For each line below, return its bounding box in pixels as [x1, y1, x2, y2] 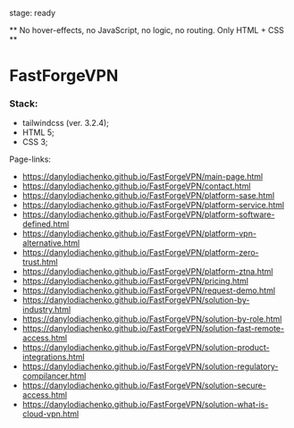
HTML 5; [21, 127, 55, 138]
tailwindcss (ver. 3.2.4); [21, 118, 110, 129]
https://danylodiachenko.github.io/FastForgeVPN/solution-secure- [21, 380, 266, 391]
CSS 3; [21, 137, 48, 147]
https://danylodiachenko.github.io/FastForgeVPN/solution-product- [21, 342, 270, 353]
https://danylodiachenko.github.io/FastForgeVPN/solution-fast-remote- [21, 323, 284, 334]
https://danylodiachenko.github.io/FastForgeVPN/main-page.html [21, 172, 264, 182]
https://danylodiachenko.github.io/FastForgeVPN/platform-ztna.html [21, 266, 273, 277]
